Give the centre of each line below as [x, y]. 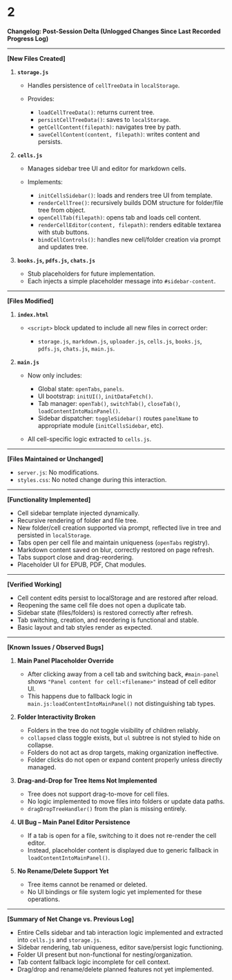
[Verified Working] [35, 584]
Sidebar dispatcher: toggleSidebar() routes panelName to [118, 418]
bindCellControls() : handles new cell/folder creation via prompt [129, 239]
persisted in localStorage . [54, 535]
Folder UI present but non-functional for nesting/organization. [105, 954]
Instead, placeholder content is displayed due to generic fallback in [123, 850]
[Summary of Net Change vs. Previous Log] [71, 919]
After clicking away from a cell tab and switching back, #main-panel [123, 674]
